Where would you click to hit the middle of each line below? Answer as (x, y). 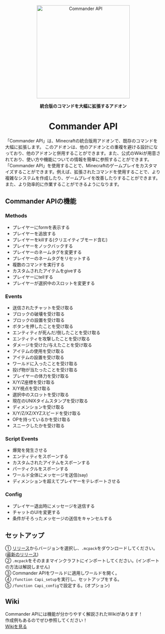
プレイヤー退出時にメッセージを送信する (54, 506)
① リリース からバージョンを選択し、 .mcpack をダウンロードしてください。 (81, 548)
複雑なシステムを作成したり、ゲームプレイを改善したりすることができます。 (83, 178)
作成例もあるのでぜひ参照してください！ (46, 620)
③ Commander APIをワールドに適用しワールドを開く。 (62, 573)
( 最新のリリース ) (22, 555)
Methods (16, 216)
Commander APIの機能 (41, 201)
